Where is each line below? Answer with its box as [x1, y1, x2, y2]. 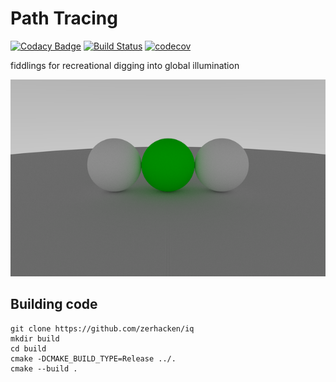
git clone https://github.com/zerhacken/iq [10, 323, 195, 334]
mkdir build [10, 333, 60, 344]
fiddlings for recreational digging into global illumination [10, 59, 240, 71]
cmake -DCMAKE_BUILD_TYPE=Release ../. [10, 353, 177, 364]
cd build [10, 343, 47, 354]
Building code [10, 296, 98, 313]
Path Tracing [10, 7, 118, 30]
